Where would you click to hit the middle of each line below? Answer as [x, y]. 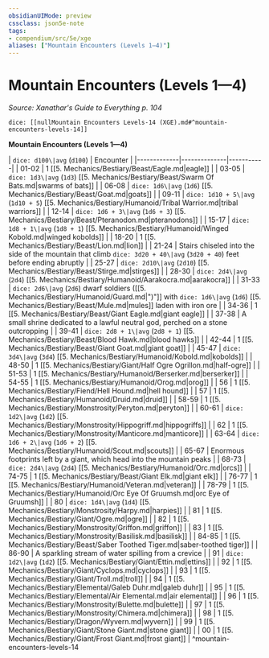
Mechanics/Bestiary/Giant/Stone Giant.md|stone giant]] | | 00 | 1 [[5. [121, 630]
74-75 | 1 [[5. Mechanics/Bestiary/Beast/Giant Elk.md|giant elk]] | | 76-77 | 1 [133, 476]
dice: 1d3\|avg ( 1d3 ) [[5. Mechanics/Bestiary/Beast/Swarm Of [111, 177]
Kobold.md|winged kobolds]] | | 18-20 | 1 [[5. [82, 237]
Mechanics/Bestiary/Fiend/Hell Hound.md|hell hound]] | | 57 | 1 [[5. [119, 391]
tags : [17, 31]
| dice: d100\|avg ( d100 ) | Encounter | [71, 160]
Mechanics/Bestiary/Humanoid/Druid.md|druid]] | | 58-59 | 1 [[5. [114, 400]
